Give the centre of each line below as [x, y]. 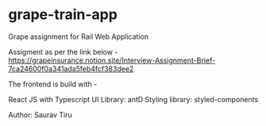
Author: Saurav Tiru [40, 115]
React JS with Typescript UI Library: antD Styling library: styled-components [133, 99]
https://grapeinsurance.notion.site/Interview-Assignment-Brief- [112, 60]
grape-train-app [63, 15]
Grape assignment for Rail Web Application [79, 36]
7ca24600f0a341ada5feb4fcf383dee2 [71, 68]
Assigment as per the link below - [63, 52]
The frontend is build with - [53, 84]
